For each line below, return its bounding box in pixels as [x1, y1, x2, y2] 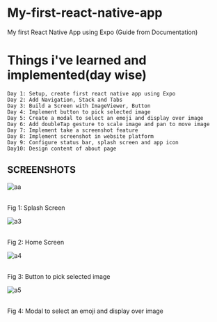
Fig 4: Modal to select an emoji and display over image [7, 307, 163, 315]
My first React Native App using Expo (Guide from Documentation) [7, 28, 198, 36]
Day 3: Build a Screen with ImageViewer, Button [7, 102, 151, 109]
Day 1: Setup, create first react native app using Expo [7, 90, 176, 97]
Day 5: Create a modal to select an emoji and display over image [7, 114, 204, 121]
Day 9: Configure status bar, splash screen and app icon [7, 139, 179, 146]
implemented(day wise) [7, 68, 147, 83]
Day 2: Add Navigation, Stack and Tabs [7, 96, 123, 103]
